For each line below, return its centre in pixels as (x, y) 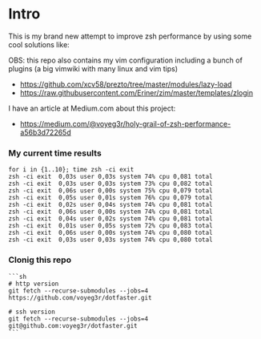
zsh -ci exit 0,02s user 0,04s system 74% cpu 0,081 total (111, 205)
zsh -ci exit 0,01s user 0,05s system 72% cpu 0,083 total (111, 226)
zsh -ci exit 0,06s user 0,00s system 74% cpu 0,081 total (111, 212)
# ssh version (32, 312)
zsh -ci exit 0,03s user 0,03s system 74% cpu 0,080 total (111, 240)
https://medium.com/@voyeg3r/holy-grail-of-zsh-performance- (125, 123)
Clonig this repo (40, 260)
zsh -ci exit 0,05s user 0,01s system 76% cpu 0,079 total (111, 198)
